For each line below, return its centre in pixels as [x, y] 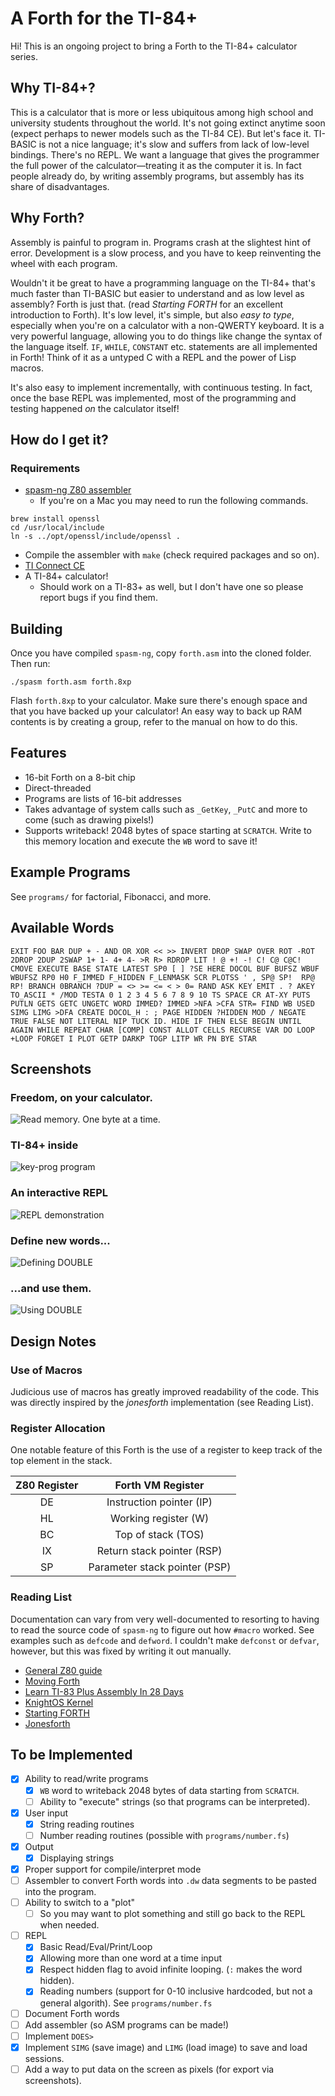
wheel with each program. [64, 263]
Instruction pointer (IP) [159, 1502]
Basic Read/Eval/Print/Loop [96, 1947]
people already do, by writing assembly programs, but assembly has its [157, 176]
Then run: [30, 664]
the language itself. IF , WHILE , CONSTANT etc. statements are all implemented [164, 346]
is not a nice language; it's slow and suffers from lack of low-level [174, 144]
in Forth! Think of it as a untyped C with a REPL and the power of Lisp [153, 357]
